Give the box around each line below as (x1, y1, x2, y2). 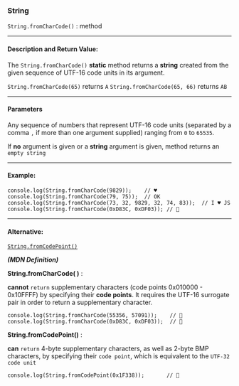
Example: (7, 171, 36, 180)
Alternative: (7, 227, 44, 236)
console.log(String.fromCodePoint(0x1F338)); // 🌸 (7, 372, 180, 379)
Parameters (7, 105, 43, 114)
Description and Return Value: (7, 45, 98, 53)
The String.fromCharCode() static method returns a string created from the (7, 60, 229, 69)
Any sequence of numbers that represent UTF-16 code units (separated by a (7, 120, 232, 129)
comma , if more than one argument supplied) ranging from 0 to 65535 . (7, 128, 215, 136)
